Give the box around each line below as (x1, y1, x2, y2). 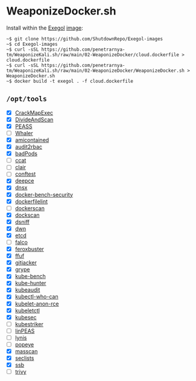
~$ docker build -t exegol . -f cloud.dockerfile (6, 78, 134, 84)
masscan (14, 347, 38, 354)
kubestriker (14, 320, 44, 327)
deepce (14, 177, 34, 185)
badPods (14, 150, 38, 158)
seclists (14, 354, 34, 362)
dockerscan (14, 204, 45, 212)
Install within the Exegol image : (6, 24, 83, 31)
